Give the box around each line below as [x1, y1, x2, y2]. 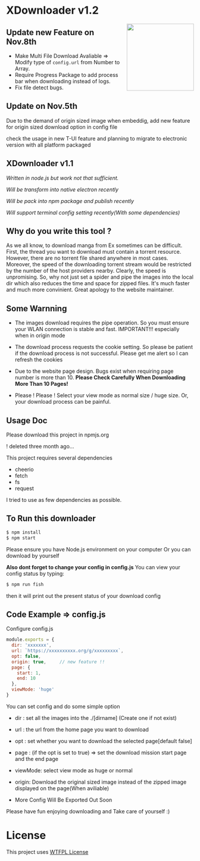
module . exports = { [6, 637, 55, 643]
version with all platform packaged [6, 141, 91, 148]
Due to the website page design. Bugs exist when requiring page [14, 367, 174, 375]
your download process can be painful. [14, 398, 111, 405]
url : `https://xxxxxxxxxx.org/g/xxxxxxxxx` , [11, 648, 124, 654]
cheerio [14, 466, 34, 473]
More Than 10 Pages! [14, 380, 68, 388]
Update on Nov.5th [6, 101, 77, 111]
